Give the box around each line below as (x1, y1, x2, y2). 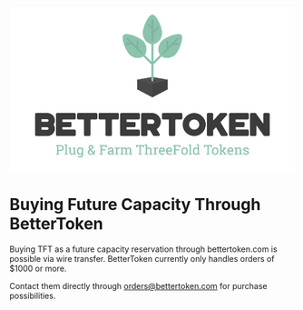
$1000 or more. (9, 263, 67, 274)
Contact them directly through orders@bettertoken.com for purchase (9, 280, 268, 291)
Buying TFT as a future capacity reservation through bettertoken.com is (9, 244, 279, 255)
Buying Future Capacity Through (9, 194, 261, 215)
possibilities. (9, 290, 56, 301)
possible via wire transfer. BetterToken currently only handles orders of (9, 253, 275, 264)
